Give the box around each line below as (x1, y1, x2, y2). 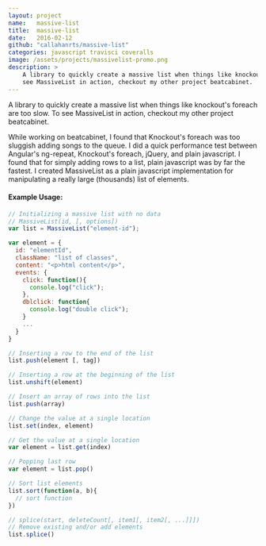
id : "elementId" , (15, 247, 73, 255)
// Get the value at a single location (8, 436, 140, 444)
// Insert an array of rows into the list (8, 393, 150, 401)
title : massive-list (8, 26, 80, 34)
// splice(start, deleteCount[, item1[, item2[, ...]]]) (8, 516, 200, 524)
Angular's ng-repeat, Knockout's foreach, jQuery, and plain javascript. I (8, 148, 241, 159)
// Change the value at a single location (8, 414, 150, 422)
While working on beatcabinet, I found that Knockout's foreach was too (8, 132, 241, 141)
